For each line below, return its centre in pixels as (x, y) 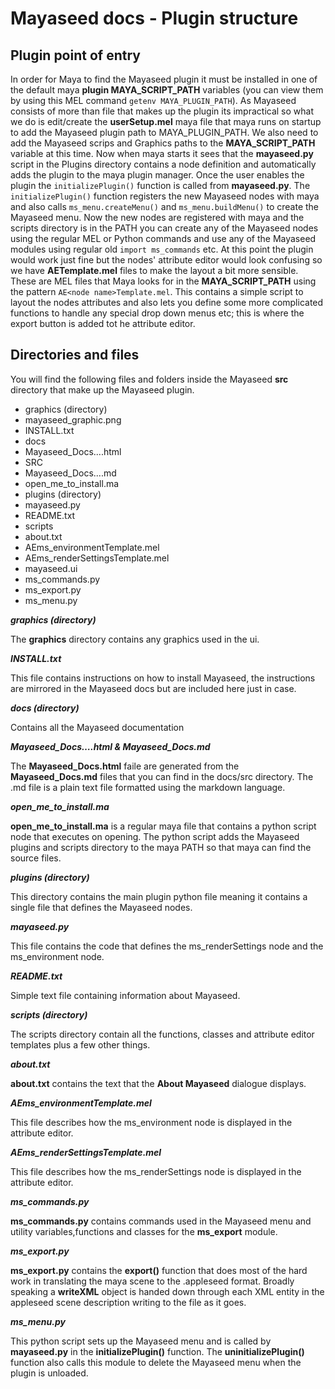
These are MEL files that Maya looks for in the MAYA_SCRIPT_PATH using (163, 281)
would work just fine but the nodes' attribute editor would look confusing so (166, 260)
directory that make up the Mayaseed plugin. (102, 389)
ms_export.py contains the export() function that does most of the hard (159, 1270)
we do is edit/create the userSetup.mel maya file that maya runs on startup (166, 121)
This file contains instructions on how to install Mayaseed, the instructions (163, 678)
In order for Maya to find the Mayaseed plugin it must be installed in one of (164, 79)
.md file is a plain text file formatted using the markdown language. (148, 787)
